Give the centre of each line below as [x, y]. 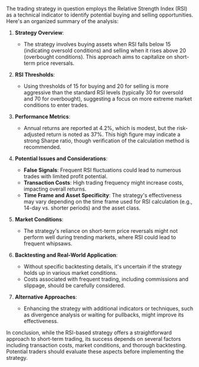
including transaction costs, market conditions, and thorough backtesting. [97, 345]
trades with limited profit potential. [66, 176]
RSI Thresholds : [35, 75]
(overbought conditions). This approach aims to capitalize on [98, 57]
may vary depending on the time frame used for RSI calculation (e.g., [108, 202]
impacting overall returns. [55, 189]
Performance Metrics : [42, 116]
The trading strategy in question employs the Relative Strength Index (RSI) [97, 9]
